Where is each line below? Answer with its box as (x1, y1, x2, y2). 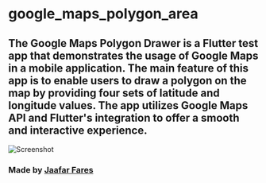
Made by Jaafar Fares (8, 164, 94, 175)
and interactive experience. (8, 123, 148, 137)
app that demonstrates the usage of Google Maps (8, 49, 259, 62)
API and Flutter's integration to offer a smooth (8, 111, 240, 124)
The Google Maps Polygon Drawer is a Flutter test (8, 37, 259, 50)
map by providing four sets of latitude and (8, 86, 220, 99)
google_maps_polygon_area (8, 5, 199, 23)
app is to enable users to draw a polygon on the (8, 73, 247, 88)
